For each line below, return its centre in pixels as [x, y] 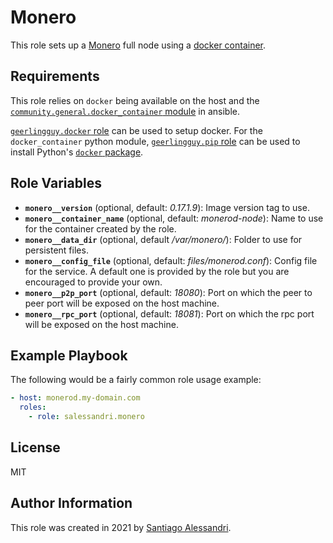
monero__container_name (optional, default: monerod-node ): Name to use [174, 218]
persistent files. [56, 250]
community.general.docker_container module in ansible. [125, 111]
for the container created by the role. [100, 228]
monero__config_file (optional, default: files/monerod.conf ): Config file [171, 260]
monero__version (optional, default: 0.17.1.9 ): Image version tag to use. [167, 207]
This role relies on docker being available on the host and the [135, 100]
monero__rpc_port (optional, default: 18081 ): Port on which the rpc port [169, 313]
